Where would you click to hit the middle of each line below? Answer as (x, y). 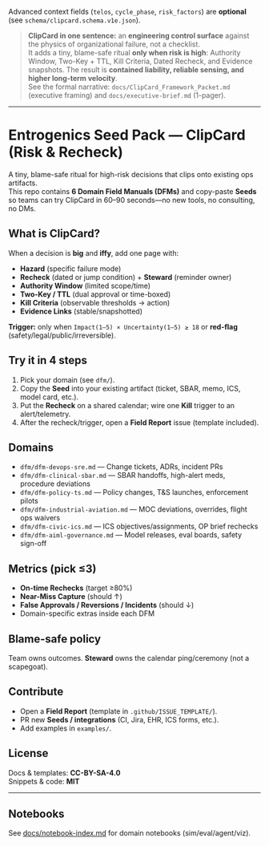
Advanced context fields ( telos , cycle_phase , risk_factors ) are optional (127, 12)
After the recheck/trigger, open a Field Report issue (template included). (139, 422)
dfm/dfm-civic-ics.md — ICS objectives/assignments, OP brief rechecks (139, 526)
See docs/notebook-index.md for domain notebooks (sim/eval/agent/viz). (129, 833)
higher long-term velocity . (72, 78)
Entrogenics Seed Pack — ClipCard (127, 135)
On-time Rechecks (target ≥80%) (76, 588)
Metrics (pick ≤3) (52, 569)
